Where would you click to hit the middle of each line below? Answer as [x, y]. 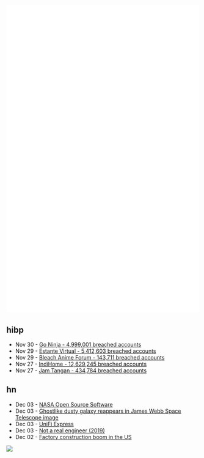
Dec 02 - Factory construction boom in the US [73, 437]
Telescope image [37, 417]
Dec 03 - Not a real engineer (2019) [60, 430]
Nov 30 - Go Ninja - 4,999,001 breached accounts [78, 344]
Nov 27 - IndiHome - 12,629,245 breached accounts [81, 364]
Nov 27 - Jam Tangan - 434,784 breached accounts [81, 370]
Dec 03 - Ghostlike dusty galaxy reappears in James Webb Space [98, 411]
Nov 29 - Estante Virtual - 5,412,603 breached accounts [86, 351]
